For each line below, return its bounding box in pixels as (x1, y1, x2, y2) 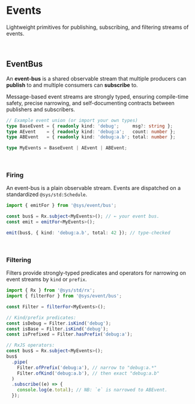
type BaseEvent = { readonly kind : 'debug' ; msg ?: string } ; (6, 123, 173, 129)
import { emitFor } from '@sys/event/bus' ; (6, 203, 117, 209)
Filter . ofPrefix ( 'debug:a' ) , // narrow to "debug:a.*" (17, 364, 157, 370)
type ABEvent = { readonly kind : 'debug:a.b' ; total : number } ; (6, 134, 176, 140)
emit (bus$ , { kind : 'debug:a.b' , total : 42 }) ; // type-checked (6, 230, 170, 236)
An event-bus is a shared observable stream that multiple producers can (6, 75, 187, 82)
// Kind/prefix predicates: (6, 314, 77, 320)
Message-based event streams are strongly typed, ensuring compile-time (6, 93, 189, 100)
